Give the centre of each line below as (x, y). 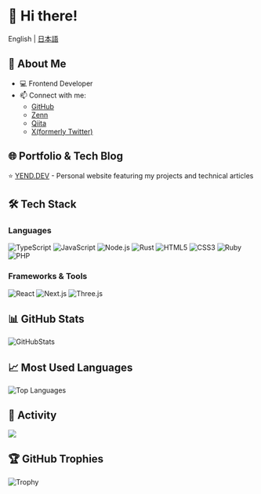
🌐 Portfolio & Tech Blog (66, 156)
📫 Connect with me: (53, 95)
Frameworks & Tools (48, 276)
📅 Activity (33, 415)
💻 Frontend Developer (56, 83)
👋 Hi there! (43, 16)
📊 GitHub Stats (46, 318)
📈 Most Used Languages (71, 367)
